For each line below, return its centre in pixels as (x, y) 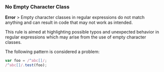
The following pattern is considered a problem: (52, 52)
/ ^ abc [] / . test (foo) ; (26, 65)
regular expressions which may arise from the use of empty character (76, 37)
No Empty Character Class (37, 7)
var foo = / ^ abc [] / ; (26, 61)
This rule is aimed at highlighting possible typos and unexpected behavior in (82, 32)
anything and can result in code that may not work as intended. (69, 22)
